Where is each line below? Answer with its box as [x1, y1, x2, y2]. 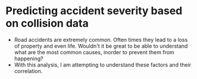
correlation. [14, 67, 43, 74]
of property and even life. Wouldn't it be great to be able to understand [14, 42, 188, 50]
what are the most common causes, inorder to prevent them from [14, 48, 175, 55]
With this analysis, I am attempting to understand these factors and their [14, 61, 192, 68]
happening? [14, 55, 43, 62]
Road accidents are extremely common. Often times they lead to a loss [14, 36, 188, 43]
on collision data [5, 17, 89, 30]
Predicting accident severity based [5, 4, 183, 18]
